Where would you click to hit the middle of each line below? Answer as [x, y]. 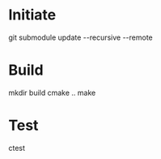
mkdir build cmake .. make [52, 92]
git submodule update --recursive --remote [81, 37]
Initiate [32, 15]
